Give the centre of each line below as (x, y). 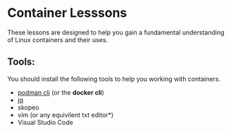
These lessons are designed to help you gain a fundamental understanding (116, 32)
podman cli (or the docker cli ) (61, 92)
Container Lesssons (67, 13)
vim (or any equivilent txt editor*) (65, 114)
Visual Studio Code (45, 122)
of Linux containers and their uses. (58, 39)
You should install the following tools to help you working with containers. (114, 79)
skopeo (29, 107)
